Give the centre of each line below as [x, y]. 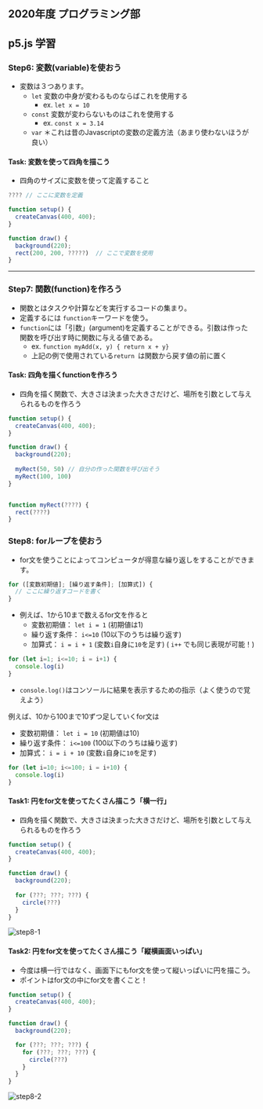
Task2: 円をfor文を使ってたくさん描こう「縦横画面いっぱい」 [107, 951]
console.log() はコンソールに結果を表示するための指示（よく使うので [131, 690]
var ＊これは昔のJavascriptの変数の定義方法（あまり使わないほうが [140, 133]
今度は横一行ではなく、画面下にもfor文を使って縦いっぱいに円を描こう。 [137, 970]
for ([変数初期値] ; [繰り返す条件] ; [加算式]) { [81, 584]
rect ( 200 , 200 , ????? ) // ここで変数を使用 [84, 253]
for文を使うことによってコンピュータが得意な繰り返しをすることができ [133, 559]
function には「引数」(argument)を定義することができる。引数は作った [134, 328]
